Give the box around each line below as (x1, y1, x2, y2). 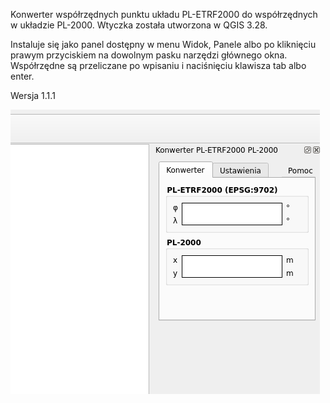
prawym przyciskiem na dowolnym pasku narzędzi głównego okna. (10, 49, 288, 61)
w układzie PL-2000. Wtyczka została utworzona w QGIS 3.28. (10, 19, 268, 31)
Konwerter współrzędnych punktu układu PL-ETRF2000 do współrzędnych (10, 9, 318, 20)
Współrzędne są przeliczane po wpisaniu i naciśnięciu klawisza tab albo (10, 60, 307, 71)
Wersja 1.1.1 (10, 90, 56, 101)
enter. (10, 70, 35, 82)
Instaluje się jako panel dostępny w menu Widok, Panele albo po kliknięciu (10, 39, 317, 50)
